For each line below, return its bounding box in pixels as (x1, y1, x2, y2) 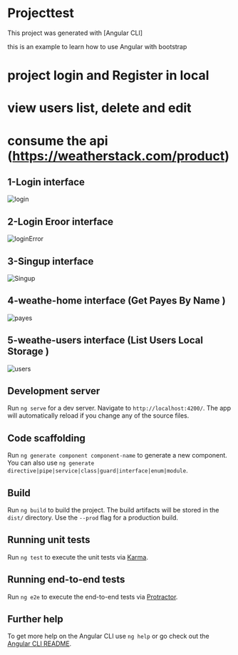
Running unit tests (7, 534, 90, 546)
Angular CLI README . (7, 639, 72, 648)
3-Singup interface (7, 255, 94, 267)
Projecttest (7, 5, 75, 21)
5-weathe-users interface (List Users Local (7, 334, 203, 346)
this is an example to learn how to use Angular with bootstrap (7, 42, 187, 51)
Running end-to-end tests (7, 574, 125, 586)
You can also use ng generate (7, 458, 95, 468)
